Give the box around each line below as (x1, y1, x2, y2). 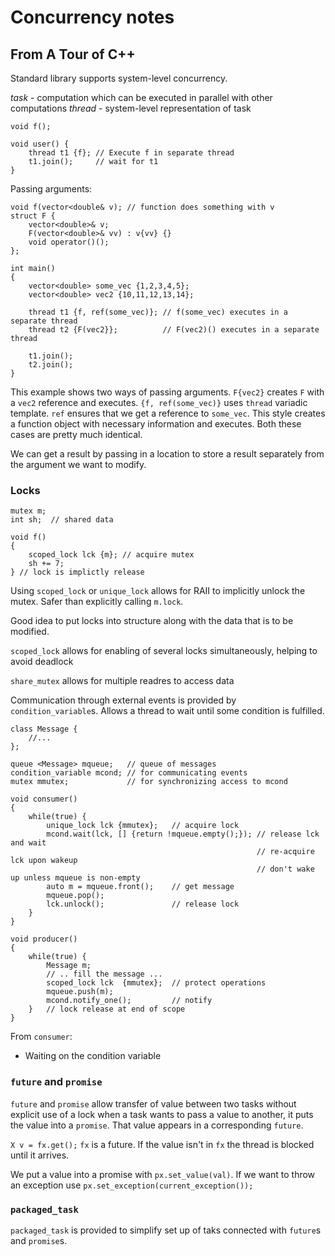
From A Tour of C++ (10, 46, 136, 63)
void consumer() (10, 794, 78, 805)
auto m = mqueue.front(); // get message (46, 882, 235, 892)
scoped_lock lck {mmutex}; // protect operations (46, 978, 267, 988)
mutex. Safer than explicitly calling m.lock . (10, 596, 184, 608)
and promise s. (10, 1234, 68, 1246)
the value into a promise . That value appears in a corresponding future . (10, 1119, 304, 1131)
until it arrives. (10, 1149, 70, 1161)
